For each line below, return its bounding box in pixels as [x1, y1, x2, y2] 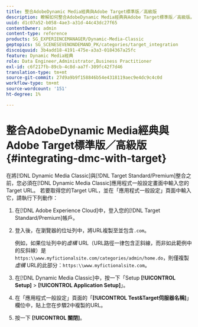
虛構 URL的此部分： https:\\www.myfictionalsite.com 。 [14, 261, 150, 268]
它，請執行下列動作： [6, 194, 58, 201]
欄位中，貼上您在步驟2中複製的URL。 [14, 302, 106, 309]
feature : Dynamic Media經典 [6, 53, 74, 59]
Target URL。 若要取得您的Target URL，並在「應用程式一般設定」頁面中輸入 [6, 187, 191, 194]
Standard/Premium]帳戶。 [14, 214, 79, 221]
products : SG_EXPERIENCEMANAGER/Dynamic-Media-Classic [6, 36, 144, 42]
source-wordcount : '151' [6, 86, 67, 92]
